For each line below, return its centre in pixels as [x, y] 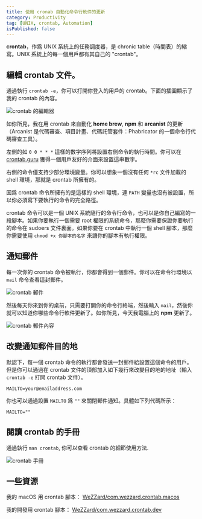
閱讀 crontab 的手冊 [43, 432]
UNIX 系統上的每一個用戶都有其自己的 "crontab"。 [79, 54]
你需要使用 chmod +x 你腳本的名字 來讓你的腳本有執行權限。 [78, 235]
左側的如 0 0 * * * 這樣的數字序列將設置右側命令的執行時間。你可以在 [94, 152]
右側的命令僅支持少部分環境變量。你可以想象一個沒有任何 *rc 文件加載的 [96, 172]
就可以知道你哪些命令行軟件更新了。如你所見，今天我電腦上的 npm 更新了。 [101, 313]
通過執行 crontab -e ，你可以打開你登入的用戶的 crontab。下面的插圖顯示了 [99, 91]
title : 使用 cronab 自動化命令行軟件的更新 [56, 12]
